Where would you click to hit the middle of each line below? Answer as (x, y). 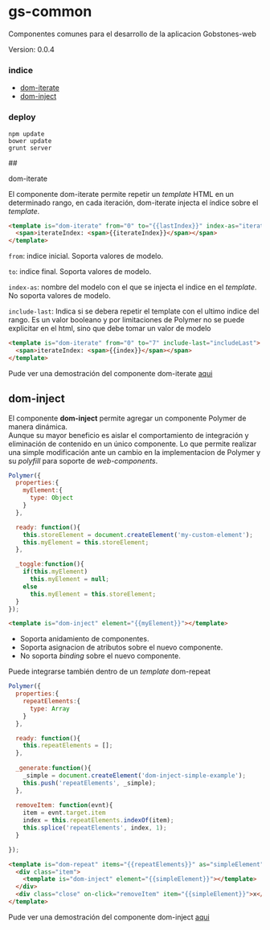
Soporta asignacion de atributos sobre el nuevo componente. (121, 647)
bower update (30, 141)
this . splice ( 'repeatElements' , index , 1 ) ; (95, 828)
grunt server (30, 148)
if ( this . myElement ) (55, 572)
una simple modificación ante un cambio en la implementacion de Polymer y (135, 452)
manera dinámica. (38, 426)
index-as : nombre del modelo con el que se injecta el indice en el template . (133, 287)
